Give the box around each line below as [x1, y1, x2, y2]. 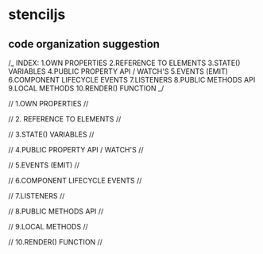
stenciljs [8, 6, 66, 24]
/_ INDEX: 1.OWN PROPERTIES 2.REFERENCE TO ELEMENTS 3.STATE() [8, 58, 241, 67]
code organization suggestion [8, 37, 161, 51]
